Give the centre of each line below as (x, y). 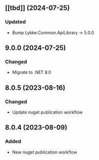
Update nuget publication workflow (47, 112)
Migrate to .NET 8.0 (32, 72)
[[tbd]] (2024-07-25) (38, 8)
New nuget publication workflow (45, 152)
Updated (15, 22)
